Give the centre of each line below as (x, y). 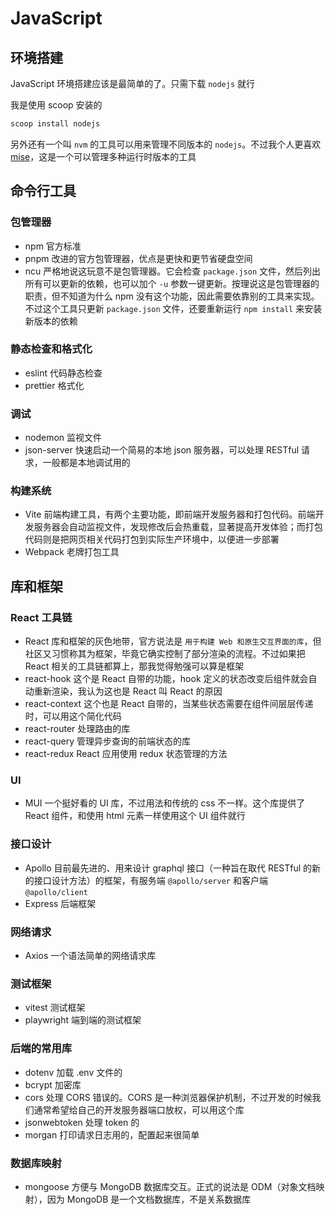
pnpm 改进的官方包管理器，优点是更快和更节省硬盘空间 (138, 258)
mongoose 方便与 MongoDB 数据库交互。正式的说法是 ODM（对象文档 (170, 1186)
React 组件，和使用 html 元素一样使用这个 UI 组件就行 (135, 816)
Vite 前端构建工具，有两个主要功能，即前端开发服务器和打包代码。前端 (170, 514)
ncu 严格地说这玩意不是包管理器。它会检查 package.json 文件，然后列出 (173, 271)
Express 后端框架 (60, 903)
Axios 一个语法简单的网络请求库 (90, 956)
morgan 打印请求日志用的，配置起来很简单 (112, 1134)
